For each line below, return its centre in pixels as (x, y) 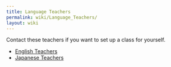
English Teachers (36, 51)
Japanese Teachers (39, 58)
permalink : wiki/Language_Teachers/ (52, 17)
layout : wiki (22, 23)
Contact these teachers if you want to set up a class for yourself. (86, 40)
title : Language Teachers (38, 12)
